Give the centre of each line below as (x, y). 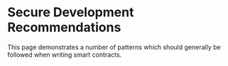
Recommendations (64, 27)
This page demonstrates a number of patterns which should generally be (114, 47)
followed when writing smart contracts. (65, 55)
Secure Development (71, 12)
